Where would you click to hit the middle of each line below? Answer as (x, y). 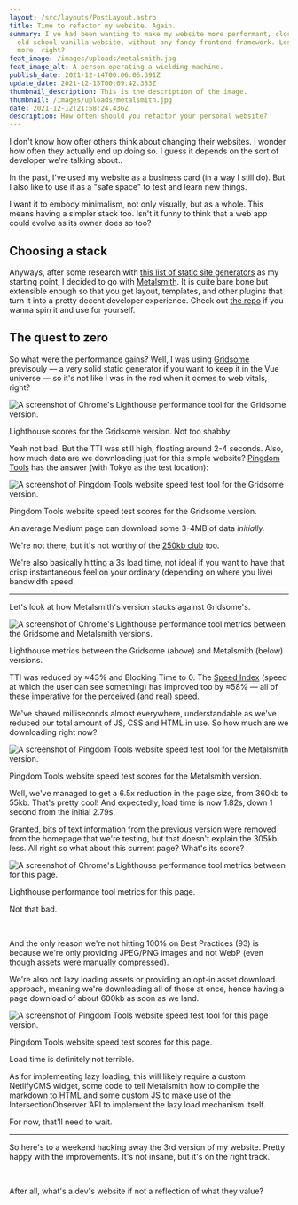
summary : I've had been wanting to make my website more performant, (141, 34)
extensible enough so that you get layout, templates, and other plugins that (146, 291)
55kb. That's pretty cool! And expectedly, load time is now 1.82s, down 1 (141, 802)
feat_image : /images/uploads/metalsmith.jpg (93, 59)
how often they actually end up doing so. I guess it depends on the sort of (144, 151)
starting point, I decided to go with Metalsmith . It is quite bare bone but (139, 281)
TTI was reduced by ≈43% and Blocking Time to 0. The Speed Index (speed (149, 677)
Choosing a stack (59, 250)
